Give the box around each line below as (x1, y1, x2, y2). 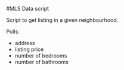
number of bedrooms (14, 52, 67, 59)
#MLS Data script (6, 5, 49, 12)
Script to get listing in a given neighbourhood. (6, 17, 119, 23)
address (14, 40, 35, 46)
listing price (14, 46, 44, 53)
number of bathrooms (14, 59, 69, 65)
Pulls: (6, 28, 20, 35)
